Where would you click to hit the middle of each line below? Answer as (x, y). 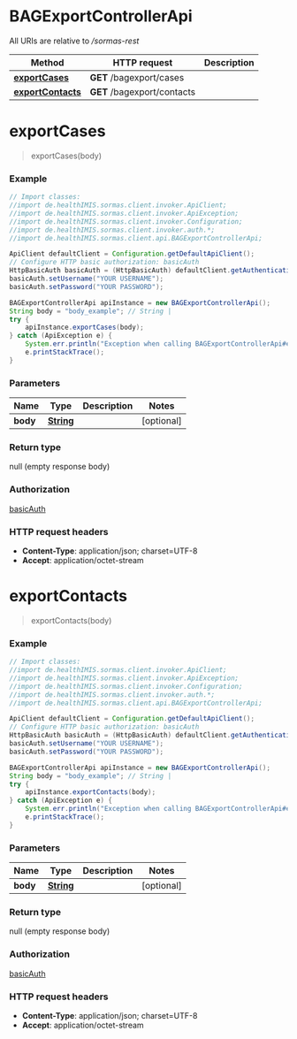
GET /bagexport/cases (137, 77)
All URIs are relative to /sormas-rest (74, 41)
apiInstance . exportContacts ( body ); (91, 792)
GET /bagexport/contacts (143, 92)
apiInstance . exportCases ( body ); (84, 328)
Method (47, 62)
